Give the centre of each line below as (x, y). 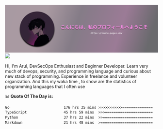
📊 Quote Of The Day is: (29, 96)
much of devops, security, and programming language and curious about (78, 71)
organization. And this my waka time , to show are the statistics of (71, 81)
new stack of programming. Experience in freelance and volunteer (71, 76)
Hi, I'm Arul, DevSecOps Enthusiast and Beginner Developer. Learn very (77, 66)
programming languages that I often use (45, 86)
